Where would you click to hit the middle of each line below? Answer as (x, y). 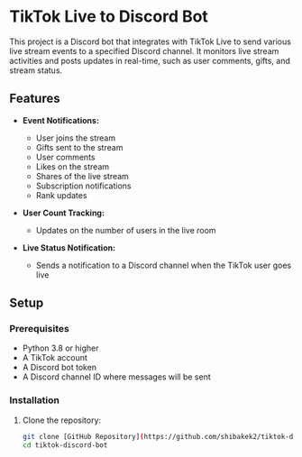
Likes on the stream (73, 166)
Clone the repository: (62, 420)
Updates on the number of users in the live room (126, 230)
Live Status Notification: (69, 247)
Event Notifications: (60, 120)
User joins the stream (75, 138)
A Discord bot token (59, 368)
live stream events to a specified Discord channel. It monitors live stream (144, 50)
